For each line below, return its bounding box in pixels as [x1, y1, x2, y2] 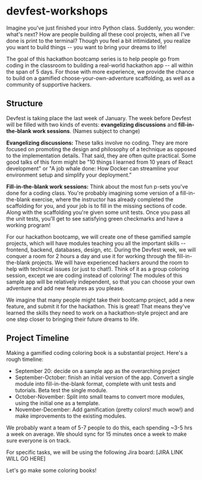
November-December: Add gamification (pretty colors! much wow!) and [14, 406, 194, 413]
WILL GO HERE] [6, 455, 46, 462]
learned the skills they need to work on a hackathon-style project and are [6, 309, 189, 316]
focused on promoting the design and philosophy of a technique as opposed [6, 145, 197, 152]
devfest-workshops [6, 4, 109, 18]
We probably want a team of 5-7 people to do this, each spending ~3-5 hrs [6, 424, 193, 431]
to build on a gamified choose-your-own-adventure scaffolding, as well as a [6, 74, 195, 82]
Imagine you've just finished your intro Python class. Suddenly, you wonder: [6, 24, 195, 31]
